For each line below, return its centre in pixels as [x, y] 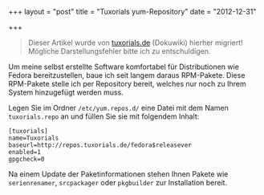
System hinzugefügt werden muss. [66, 92]
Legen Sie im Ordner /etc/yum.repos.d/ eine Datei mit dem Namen [118, 108]
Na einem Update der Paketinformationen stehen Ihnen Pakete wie [118, 174]
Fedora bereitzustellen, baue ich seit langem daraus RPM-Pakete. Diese [127, 75]
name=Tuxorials [34, 138]
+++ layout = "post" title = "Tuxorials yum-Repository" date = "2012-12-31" [132, 12]
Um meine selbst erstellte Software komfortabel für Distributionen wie [124, 67]
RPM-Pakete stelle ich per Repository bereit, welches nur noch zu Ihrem [127, 84]
